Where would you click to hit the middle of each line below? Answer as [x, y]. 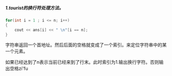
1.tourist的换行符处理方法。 [35, 8]
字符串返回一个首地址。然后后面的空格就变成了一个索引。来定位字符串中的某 [86, 45]
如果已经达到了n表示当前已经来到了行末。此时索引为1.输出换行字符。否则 [82, 62]
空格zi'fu [19, 68]
